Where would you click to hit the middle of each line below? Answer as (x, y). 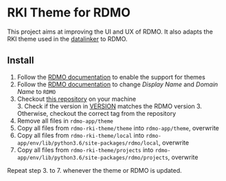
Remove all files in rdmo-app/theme (65, 121)
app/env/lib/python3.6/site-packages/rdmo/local (88, 143)
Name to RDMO (36, 91)
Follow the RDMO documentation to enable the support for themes (111, 77)
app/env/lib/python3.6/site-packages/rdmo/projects (92, 158)
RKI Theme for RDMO (69, 13)
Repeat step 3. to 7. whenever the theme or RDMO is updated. (94, 170)
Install (21, 61)
